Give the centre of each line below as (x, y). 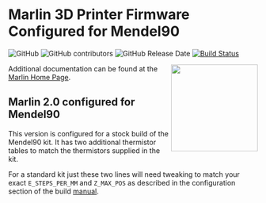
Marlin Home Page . (40, 77)
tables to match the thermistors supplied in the (84, 150)
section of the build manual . (53, 191)
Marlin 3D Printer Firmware (99, 15)
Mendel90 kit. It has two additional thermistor (82, 142)
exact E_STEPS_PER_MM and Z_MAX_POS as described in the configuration (122, 182)
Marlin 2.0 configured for (72, 102)
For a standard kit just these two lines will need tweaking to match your (124, 174)
